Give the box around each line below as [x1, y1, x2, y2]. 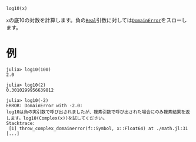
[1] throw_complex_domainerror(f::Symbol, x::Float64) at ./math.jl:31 [8, 126, 188, 131]
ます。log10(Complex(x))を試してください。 [10, 115, 108, 121]
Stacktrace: [6, 120, 35, 126]
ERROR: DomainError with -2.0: [6, 103, 83, 108]
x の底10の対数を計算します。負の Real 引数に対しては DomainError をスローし [6, 16, 187, 24]
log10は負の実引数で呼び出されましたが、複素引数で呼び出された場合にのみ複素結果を [6, 109, 186, 115]
